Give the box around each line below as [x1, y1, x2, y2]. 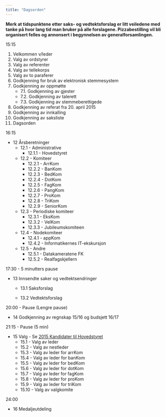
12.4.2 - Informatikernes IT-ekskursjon [27, 240, 106, 246]
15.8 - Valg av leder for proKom [20, 376, 84, 382]
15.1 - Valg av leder [20, 339, 59, 345]
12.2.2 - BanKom [27, 166, 62, 172]
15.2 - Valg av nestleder [20, 344, 69, 350]
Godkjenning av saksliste [12, 114, 64, 120]
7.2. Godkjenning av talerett [20, 93, 77, 99]
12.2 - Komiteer [20, 155, 52, 161]
